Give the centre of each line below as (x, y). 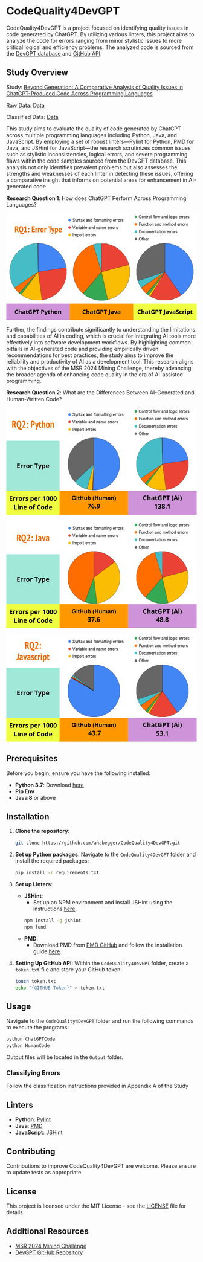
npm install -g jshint (53, 921)
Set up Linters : (34, 884)
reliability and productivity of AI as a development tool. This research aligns (100, 362)
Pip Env (25, 791)
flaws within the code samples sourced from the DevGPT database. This (96, 161)
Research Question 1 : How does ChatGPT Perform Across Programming (96, 198)
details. (15, 1212)
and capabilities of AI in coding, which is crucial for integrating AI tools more (101, 336)
